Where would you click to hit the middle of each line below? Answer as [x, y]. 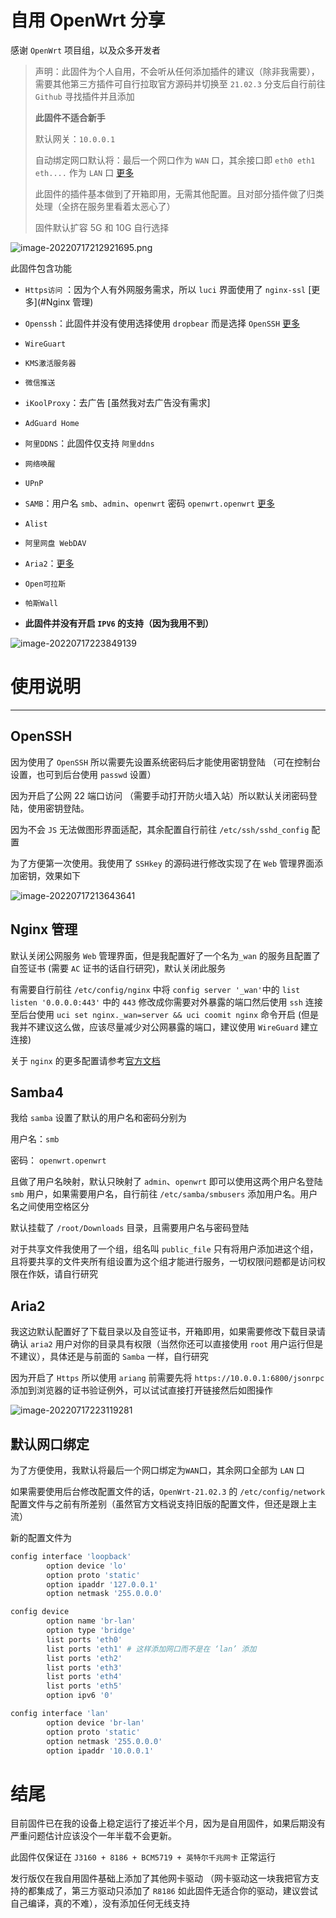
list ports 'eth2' [84, 1658]
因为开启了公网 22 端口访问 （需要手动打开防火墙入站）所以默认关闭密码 [159, 795]
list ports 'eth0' [84, 1639]
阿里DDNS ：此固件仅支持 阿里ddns [89, 443]
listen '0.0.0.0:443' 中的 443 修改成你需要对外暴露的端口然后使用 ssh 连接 [166, 1002]
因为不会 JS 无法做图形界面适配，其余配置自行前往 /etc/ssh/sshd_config [160, 829]
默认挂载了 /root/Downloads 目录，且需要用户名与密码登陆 [130, 1228]
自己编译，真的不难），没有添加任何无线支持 [100, 1903]
